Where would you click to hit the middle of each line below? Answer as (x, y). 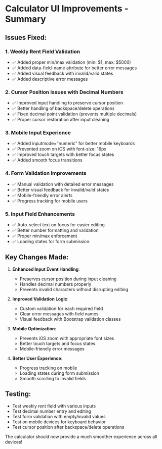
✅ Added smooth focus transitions (47, 160)
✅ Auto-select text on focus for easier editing (59, 225)
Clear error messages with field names (59, 314)
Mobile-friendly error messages (52, 349)
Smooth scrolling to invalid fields (53, 378)
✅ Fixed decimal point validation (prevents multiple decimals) (75, 114)
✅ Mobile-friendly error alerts (42, 195)
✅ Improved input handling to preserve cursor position (68, 103)
